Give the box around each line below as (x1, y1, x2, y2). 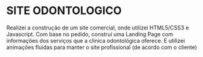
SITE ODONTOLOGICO (6, 4, 122, 18)
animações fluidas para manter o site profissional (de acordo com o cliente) (6, 44, 197, 51)
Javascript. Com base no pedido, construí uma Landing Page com (6, 30, 174, 37)
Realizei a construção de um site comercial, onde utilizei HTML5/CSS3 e (6, 24, 189, 31)
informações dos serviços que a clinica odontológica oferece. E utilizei (6, 37, 185, 44)
